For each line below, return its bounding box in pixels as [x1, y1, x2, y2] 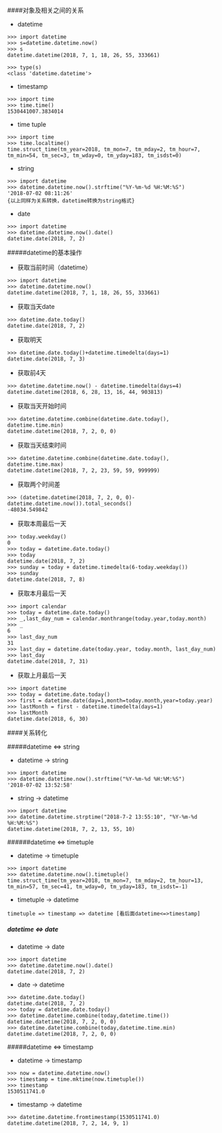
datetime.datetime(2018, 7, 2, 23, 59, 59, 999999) [7, 467, 160, 474]
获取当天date [17, 303, 55, 310]
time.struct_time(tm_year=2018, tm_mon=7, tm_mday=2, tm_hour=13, [7, 877, 204, 884]
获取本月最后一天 [17, 589, 67, 598]
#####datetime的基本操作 [7, 248, 82, 257]
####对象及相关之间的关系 [7, 6, 84, 14]
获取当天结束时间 [17, 441, 67, 449]
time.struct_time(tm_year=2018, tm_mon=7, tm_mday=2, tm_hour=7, [7, 146, 200, 153]
